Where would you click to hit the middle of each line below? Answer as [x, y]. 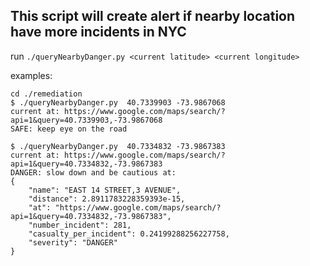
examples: [31, 75]
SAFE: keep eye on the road [69, 129]
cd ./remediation [46, 94]
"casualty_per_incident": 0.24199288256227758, [129, 234]
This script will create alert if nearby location [153, 16]
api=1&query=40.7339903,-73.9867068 [86, 120]
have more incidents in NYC [98, 32]
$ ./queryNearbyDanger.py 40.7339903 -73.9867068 [118, 102]
